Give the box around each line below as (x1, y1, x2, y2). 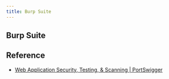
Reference (6, 51, 45, 61)
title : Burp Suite (6, 8, 51, 15)
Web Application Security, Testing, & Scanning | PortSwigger (14, 66, 163, 73)
